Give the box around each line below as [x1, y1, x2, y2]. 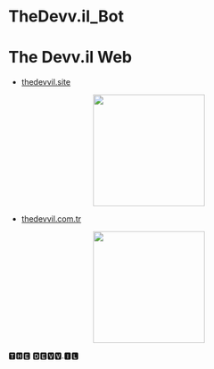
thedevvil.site [21, 77, 71, 88]
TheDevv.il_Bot [8, 6, 124, 27]
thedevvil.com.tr [21, 214, 82, 224]
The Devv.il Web [8, 47, 133, 68]
